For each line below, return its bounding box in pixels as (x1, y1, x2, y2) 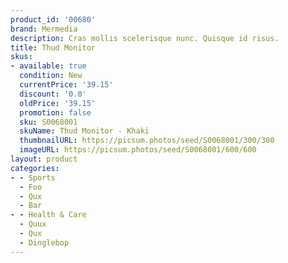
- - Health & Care (10, 210, 87, 220)
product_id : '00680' (10, 14, 97, 25)
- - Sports (10, 172, 56, 183)
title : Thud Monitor (10, 42, 97, 53)
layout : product (10, 154, 78, 164)
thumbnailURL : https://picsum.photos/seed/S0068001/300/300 (19, 136, 275, 146)
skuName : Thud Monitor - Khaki (19, 126, 150, 136)
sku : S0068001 (19, 117, 78, 127)
